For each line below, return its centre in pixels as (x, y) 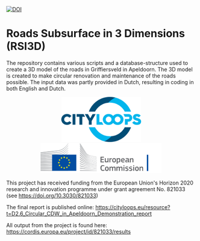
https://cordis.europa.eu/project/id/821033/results (69, 231)
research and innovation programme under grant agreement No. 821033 (96, 189)
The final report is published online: (50, 207)
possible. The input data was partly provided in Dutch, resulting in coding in (100, 82)
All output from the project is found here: (57, 225)
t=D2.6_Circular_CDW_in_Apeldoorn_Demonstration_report (79, 213)
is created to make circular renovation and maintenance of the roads (91, 76)
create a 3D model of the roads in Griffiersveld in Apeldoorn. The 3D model (99, 69)
